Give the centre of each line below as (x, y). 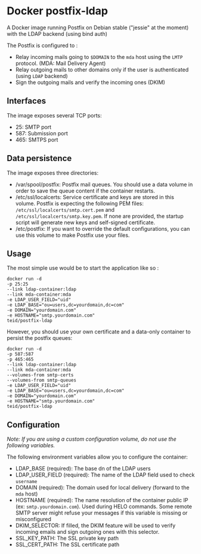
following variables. (31, 445)
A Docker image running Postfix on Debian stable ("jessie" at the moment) (98, 27)
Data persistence (39, 158)
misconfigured (33, 519)
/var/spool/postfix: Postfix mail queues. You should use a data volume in (104, 184)
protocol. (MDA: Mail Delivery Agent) (61, 63)
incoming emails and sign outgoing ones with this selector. (87, 532)
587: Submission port (41, 133)
